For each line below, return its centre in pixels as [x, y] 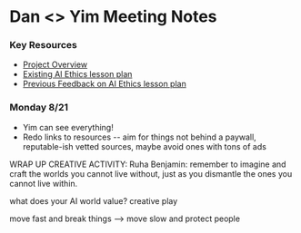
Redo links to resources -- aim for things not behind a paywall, [139, 137]
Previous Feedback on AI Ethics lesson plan [104, 84]
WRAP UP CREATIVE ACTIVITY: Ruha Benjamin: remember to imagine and [148, 164]
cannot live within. [44, 183]
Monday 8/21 [39, 108]
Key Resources [43, 45]
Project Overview [55, 64]
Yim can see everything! [68, 127]
